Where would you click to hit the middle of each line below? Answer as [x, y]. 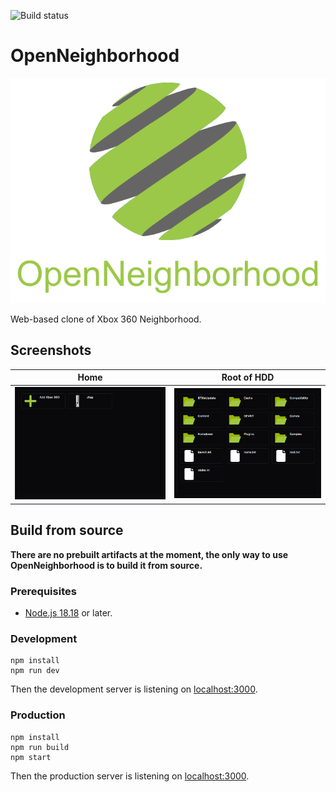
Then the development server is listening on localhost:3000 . [134, 689]
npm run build [40, 747]
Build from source [67, 530]
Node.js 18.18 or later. [68, 613]
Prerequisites [43, 591]
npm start [31, 757]
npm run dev [35, 671]
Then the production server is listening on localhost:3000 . [130, 776]
